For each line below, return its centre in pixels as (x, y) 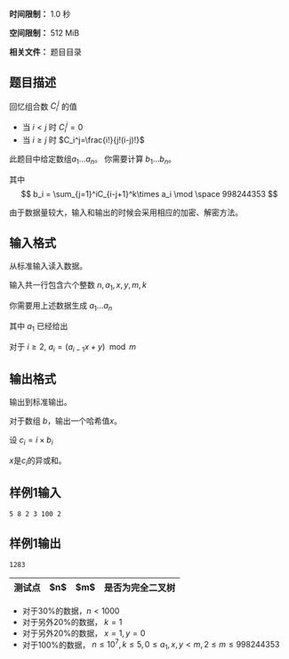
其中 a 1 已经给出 (39, 327)
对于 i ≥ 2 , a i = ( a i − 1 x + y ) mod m (72, 347)
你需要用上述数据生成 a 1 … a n (61, 307)
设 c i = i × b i (31, 441)
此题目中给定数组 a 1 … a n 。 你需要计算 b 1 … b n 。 (92, 160)
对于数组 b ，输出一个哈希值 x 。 (66, 421)
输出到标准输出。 (40, 402)
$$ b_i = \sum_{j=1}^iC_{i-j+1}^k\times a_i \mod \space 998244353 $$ (149, 194)
